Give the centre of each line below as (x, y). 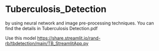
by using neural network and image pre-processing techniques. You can (79, 23)
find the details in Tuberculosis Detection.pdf (51, 28)
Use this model (21, 38)
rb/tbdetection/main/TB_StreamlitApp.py (47, 43)
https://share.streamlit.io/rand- (69, 38)
